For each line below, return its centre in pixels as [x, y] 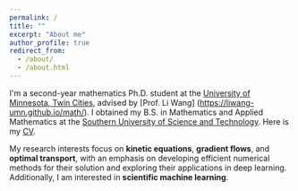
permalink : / [34, 17]
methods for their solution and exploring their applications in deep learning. [148, 168]
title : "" [28, 26]
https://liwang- [227, 102]
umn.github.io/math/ [47, 112]
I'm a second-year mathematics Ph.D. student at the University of [130, 93]
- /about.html [43, 68]
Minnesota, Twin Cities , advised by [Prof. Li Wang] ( [105, 102]
